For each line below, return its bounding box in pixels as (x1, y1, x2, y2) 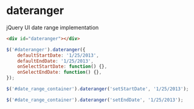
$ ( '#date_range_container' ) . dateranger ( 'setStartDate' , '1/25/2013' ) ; (6, 86, 189, 92)
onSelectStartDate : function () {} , (17, 63, 108, 70)
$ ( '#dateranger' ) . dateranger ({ (6, 46, 86, 52)
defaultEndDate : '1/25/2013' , (17, 58, 94, 64)
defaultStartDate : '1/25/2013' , (17, 52, 99, 58)
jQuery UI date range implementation (6, 24, 99, 31)
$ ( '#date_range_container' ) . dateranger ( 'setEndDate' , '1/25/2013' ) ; (6, 97, 184, 103)
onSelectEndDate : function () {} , (17, 69, 102, 76)
